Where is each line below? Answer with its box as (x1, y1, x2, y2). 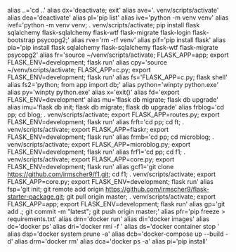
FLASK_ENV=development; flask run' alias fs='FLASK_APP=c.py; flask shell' (7, 73, 228, 81)
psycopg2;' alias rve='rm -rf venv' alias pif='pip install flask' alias (37, 36, 226, 44)
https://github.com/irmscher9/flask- (105, 185, 209, 193)
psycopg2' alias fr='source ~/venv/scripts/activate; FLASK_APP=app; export (7, 51, 229, 59)
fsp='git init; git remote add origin (7, 185, 104, 193)
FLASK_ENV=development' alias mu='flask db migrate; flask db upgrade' (7, 95, 219, 104)
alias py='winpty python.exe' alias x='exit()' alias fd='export (7, 88, 180, 96)
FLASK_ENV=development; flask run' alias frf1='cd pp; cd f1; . (7, 147, 186, 156)
